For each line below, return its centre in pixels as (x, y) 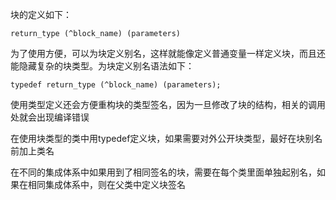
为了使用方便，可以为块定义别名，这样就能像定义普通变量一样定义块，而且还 (168, 53)
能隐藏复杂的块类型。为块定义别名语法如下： (102, 66)
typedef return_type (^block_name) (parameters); (116, 85)
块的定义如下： (41, 14)
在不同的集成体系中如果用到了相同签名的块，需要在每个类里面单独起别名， (163, 172)
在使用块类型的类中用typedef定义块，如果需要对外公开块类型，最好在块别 (162, 138)
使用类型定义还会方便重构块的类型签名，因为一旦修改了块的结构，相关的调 (163, 104)
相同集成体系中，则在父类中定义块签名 (106, 184)
